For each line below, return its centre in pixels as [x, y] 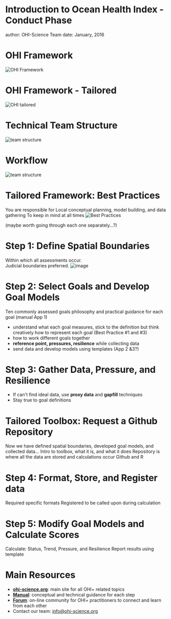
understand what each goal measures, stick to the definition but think [86, 327]
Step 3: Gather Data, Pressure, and [81, 369]
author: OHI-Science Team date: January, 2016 [55, 34]
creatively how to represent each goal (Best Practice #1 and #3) [80, 332]
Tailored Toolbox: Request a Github [81, 421]
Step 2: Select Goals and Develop [77, 286]
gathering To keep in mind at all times [45, 215]
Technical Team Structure [61, 125]
